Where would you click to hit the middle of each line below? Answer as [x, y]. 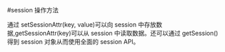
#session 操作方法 [33, 10]
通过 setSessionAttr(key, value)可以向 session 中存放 [82, 25]
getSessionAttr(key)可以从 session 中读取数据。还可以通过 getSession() [117, 33]
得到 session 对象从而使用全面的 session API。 [73, 42]
